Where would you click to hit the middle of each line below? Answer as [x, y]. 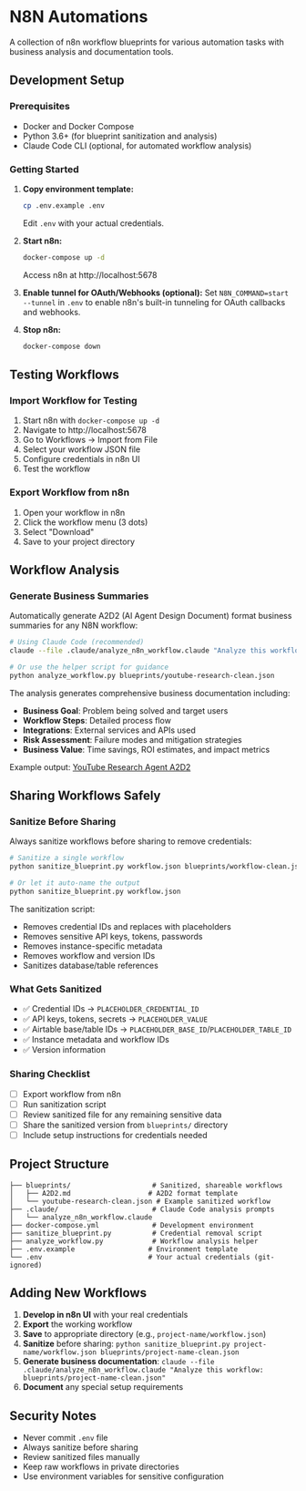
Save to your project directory [78, 541]
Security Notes [53, 1416]
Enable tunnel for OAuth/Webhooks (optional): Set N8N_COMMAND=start [156, 293]
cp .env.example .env [63, 206]
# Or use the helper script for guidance [89, 667]
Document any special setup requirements [103, 1387]
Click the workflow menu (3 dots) [85, 522]
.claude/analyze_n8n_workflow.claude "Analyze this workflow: [143, 1370]
